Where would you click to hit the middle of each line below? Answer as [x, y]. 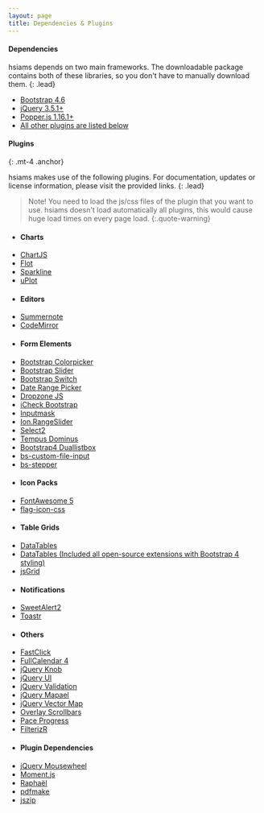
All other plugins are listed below [74, 125]
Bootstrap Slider [47, 370]
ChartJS [34, 255]
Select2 [33, 430]
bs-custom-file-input [55, 456]
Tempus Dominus [49, 439]
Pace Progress [44, 720]
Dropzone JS [41, 396]
